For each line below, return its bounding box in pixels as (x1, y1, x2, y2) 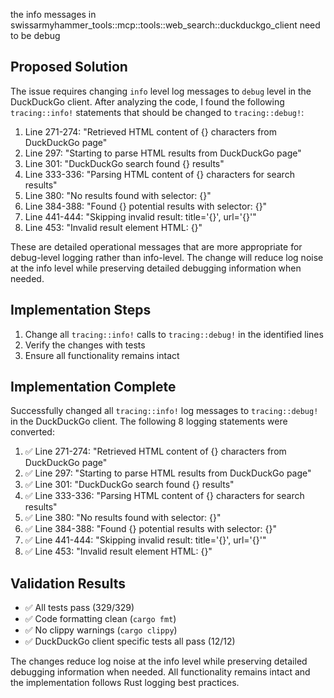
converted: (10, 426, 55, 438)
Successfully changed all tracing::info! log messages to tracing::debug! (10, 405, 319, 417)
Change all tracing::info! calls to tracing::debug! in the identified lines (24, 328, 324, 340)
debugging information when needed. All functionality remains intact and (10, 666, 311, 678)
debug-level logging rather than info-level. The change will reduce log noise (10, 251, 324, 263)
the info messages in (10, 9, 97, 20)
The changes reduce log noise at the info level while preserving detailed (10, 655, 308, 668)
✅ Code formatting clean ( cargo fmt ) (24, 613, 177, 625)
